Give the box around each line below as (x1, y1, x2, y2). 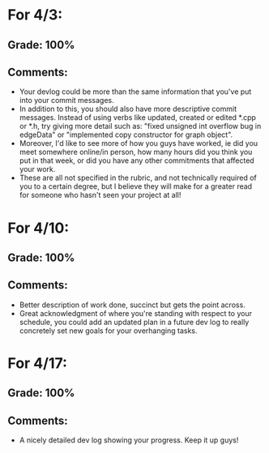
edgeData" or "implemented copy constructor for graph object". (19, 130, 233, 139)
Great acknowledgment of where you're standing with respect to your (19, 308, 253, 318)
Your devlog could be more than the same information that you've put (19, 87, 252, 96)
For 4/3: (7, 6, 63, 24)
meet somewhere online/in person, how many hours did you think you (19, 147, 253, 157)
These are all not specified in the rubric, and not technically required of (19, 173, 257, 183)
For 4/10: (7, 219, 70, 237)
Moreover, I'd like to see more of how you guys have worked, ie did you (19, 139, 258, 148)
